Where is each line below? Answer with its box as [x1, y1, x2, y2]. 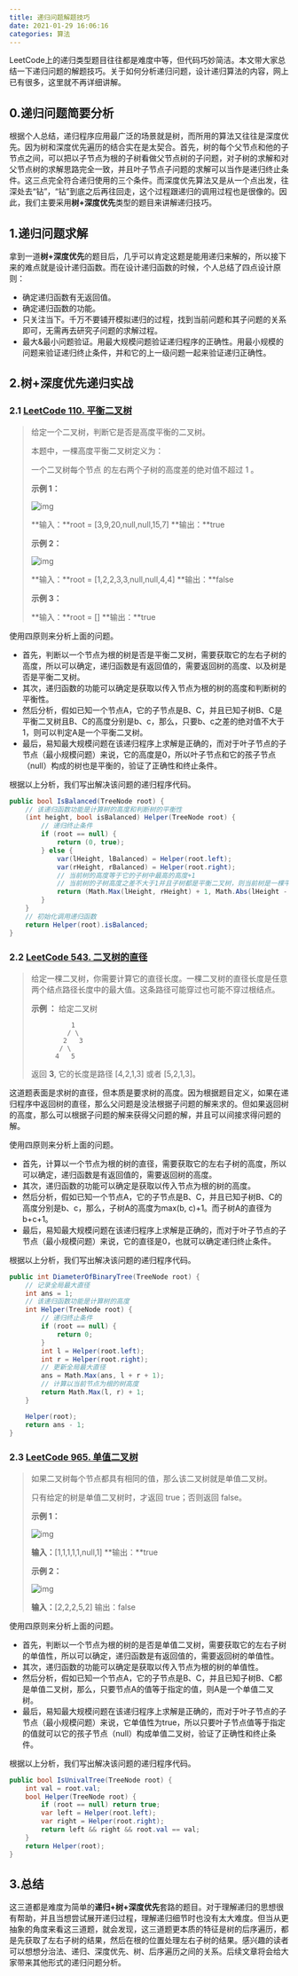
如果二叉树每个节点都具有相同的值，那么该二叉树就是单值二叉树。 [30, 1473, 272, 1484]
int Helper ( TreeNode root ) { [25, 1306, 133, 1314]
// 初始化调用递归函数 [25, 912, 98, 921]
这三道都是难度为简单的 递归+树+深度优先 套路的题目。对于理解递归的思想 [9, 1902, 277, 1912]
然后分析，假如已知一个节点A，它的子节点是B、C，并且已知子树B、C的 [21, 1191, 283, 1202]
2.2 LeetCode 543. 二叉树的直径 [9, 951, 148, 963]
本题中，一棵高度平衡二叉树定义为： [30, 445, 164, 456]
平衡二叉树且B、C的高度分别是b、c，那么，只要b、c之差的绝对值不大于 [21, 716, 286, 726]
